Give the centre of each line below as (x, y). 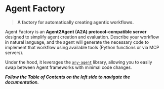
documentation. (22, 82)
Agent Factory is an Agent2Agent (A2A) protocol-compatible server (76, 31)
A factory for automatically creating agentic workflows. (76, 22)
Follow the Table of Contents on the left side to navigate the (68, 77)
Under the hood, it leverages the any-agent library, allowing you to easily (79, 62)
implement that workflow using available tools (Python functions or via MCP (82, 47)
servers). (14, 53)
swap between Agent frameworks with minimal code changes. (69, 67)
